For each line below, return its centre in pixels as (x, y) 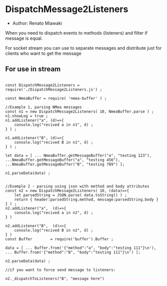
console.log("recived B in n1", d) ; (54, 142)
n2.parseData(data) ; (28, 261)
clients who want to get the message (43, 53)
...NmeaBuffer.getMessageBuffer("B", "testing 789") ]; (65, 164)
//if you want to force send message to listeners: (60, 270)
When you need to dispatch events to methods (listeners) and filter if (76, 33)
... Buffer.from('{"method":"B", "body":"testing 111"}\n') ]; (73, 252)
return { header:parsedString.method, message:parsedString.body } (86, 200)
